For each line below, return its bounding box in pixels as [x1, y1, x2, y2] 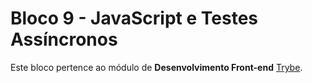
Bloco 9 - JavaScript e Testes [10, 7, 258, 30]
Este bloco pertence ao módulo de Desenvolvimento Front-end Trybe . [10, 61, 303, 73]
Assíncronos [10, 28, 118, 51]
